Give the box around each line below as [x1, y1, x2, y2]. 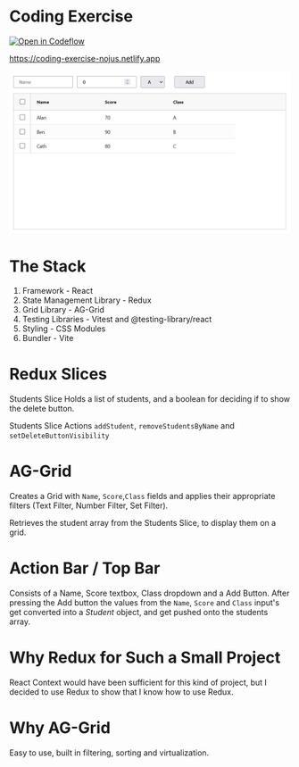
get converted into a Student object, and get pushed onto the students [9, 607, 269, 618]
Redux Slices [9, 364, 108, 385]
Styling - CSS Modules [21, 323, 106, 334]
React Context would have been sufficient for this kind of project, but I [9, 677, 268, 688]
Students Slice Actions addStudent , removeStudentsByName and [9, 421, 235, 431]
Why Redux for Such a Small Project [9, 647, 281, 668]
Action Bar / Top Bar [9, 558, 161, 579]
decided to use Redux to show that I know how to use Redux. [9, 687, 234, 697]
